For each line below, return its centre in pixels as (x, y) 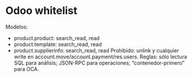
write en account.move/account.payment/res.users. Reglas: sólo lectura (100, 56)
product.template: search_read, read (58, 44)
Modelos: (17, 27)
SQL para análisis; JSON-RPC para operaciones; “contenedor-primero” (99, 63)
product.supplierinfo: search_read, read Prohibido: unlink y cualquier (96, 50)
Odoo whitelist (41, 11)
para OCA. (26, 69)
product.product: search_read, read (57, 38)
